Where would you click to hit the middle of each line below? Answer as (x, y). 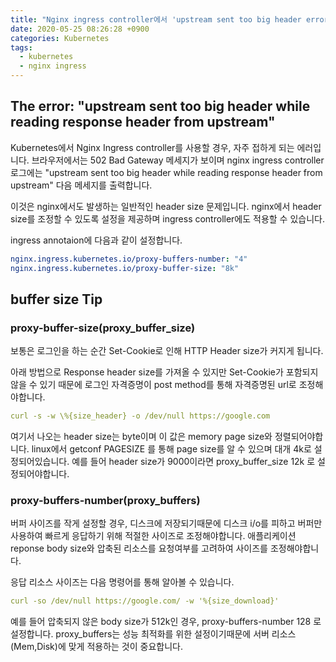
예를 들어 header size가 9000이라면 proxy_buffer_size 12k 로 (193, 462)
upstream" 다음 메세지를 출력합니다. (81, 185)
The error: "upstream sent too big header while (160, 106)
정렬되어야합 (299, 437)
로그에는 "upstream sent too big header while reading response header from (166, 172)
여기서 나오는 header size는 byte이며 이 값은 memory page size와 (141, 437)
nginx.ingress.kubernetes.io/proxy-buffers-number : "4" (129, 259)
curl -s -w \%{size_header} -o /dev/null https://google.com (140, 416)
